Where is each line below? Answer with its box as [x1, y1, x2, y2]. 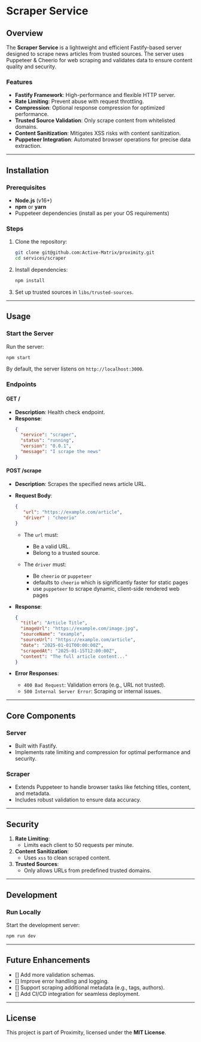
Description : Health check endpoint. [14, 408, 106, 415]
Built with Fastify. [14, 742, 57, 749]
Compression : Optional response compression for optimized [14, 104, 165, 111]
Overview [6, 28, 44, 38]
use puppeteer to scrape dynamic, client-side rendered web [32, 585, 180, 592]
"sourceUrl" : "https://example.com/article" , [20, 637, 136, 643]
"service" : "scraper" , [20, 432, 77, 438]
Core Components [6, 710, 76, 721]
